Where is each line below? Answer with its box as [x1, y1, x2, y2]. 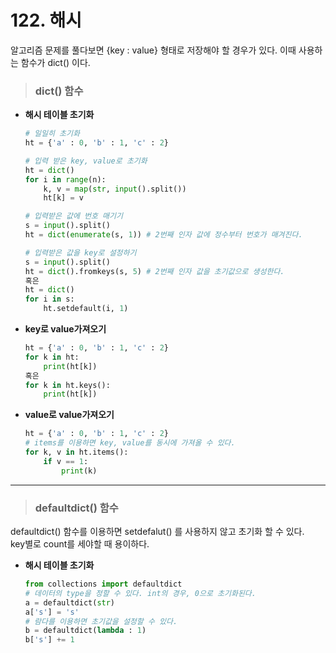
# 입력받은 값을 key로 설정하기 [24, 247, 137, 258]
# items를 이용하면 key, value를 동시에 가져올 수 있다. [24, 438, 236, 448]
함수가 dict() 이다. [20, 56, 91, 68]
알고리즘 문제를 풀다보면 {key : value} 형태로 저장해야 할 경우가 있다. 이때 [10, 44, 297, 56]
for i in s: [24, 294, 75, 305]
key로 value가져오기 [24, 323, 107, 335]
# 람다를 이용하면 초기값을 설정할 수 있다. [24, 616, 178, 626]
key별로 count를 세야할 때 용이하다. [10, 538, 150, 550]
